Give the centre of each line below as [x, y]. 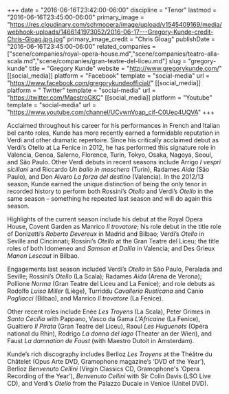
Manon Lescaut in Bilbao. [43, 256]
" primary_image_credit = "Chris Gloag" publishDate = [139, 39]
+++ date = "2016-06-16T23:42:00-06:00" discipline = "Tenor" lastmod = [112, 10]
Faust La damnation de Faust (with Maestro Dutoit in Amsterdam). [101, 341]
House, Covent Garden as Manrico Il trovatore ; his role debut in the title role [114, 227]
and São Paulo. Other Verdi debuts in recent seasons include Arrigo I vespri [114, 162]
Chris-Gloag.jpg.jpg [35, 39]
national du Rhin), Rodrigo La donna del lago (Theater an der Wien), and [109, 333]
